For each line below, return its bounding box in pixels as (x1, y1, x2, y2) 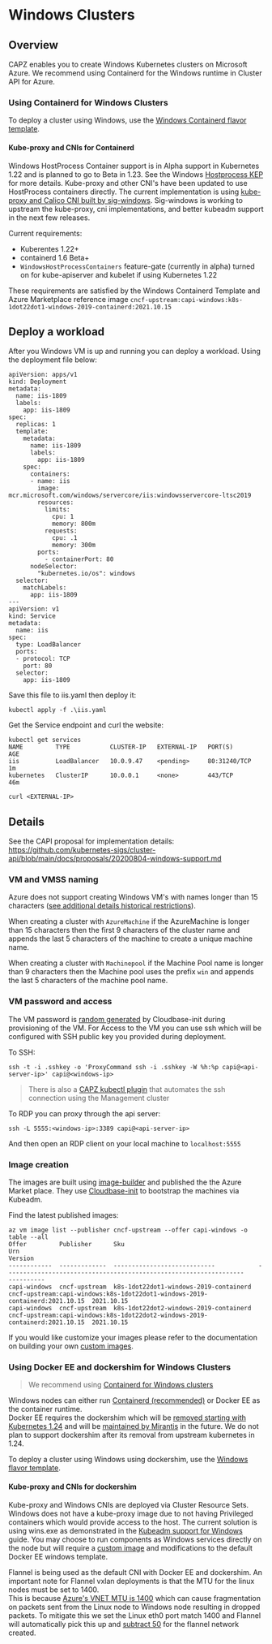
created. (8, 1628, 36, 1638)
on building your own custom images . (8, 1341, 134, 1351)
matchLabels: (23, 584, 67, 592)
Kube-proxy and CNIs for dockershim (8, 1482, 137, 1491)
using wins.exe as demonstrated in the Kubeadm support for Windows (8, 1525, 243, 1535)
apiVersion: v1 (8, 605, 60, 614)
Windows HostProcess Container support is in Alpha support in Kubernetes (8, 161, 260, 170)
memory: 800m (51, 520, 96, 529)
